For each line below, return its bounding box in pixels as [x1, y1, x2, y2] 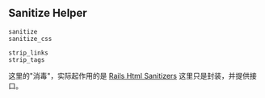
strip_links [8, 48, 48, 57]
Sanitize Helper [8, 6, 87, 20]
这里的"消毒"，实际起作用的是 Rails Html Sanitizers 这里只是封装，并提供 [8, 71, 250, 80]
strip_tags [8, 55, 45, 63]
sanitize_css [8, 35, 53, 43]
